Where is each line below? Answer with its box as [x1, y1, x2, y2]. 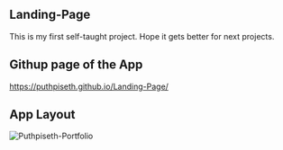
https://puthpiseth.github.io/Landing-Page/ [9, 81, 169, 92]
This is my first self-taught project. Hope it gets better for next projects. [9, 31, 275, 41]
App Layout [9, 107, 76, 122]
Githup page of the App [9, 57, 143, 73]
